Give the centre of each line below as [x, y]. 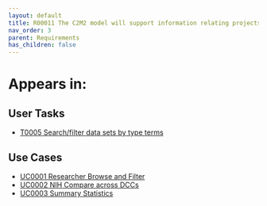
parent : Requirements [44, 38]
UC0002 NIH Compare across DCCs [79, 185]
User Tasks [37, 113]
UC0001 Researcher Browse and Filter [82, 176]
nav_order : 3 [30, 30]
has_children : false [43, 45]
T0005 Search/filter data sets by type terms [92, 132]
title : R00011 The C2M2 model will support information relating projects [135, 23]
